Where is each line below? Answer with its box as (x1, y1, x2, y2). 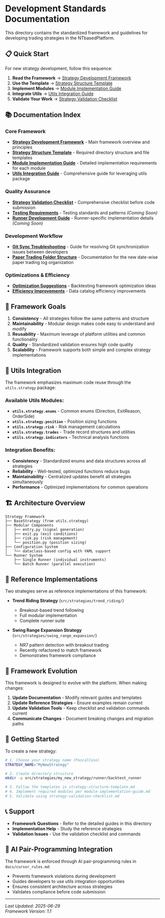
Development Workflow (5, 232, 63, 239)
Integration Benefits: (5, 447, 55, 454)
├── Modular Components (5, 523, 54, 528)
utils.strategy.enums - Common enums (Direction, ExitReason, (12, 408, 141, 414)
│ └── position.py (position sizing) (5, 540, 87, 545)
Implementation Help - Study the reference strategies (12, 825, 122, 831)
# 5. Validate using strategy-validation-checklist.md (5, 794, 120, 799)
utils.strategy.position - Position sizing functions (12, 419, 117, 425)
